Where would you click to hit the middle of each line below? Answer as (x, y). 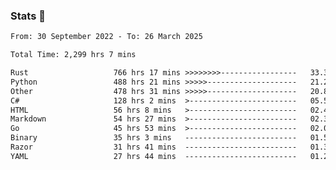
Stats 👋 (28, 16)
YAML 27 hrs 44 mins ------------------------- (154, 156)
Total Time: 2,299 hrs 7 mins (73, 55)
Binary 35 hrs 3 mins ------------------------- (154, 138)
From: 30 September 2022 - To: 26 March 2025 (106, 37)
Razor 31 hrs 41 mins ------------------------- (154, 147)
